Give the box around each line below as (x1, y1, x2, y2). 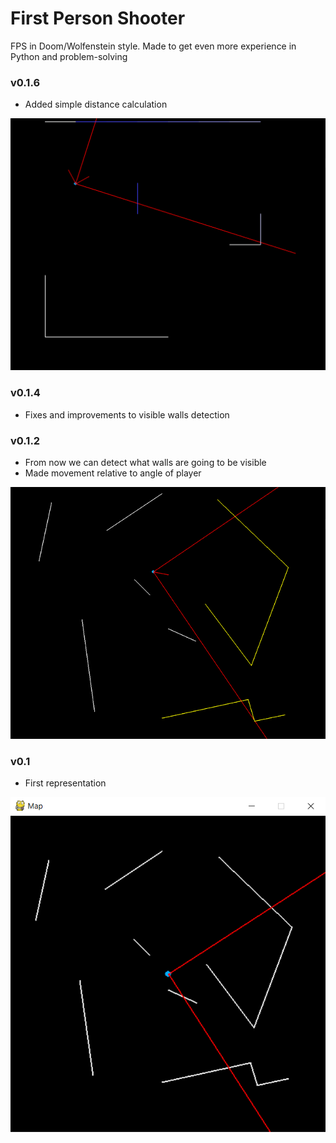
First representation (24, 777, 107, 789)
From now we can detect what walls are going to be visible (24, 456, 267, 468)
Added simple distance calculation (24, 98, 168, 111)
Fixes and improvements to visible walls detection (24, 408, 230, 421)
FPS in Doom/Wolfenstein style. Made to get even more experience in (10, 40, 297, 52)
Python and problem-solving (10, 50, 128, 62)
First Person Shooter (10, 7, 186, 30)
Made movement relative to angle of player (24, 467, 202, 479)
